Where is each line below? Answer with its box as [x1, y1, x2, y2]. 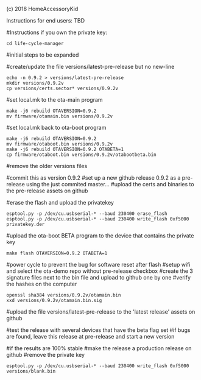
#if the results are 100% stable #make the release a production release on [6, 345, 192, 352]
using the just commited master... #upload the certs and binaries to [26, 181, 194, 188]
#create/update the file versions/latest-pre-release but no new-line [6, 63, 175, 70]
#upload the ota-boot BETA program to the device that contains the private [6, 232, 194, 239]
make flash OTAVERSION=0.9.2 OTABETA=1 [6, 250, 108, 256]
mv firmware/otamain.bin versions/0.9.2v [6, 113, 113, 119]
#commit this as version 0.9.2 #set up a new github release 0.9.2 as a [6, 174, 181, 181]
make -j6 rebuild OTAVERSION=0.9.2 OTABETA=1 [6, 146, 124, 152]
